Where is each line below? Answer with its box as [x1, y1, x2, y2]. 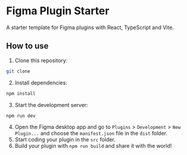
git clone [6, 68, 31, 74]
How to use [6, 41, 49, 51]
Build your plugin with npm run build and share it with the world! [14, 143, 172, 150]
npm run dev [6, 113, 36, 119]
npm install [6, 90, 36, 96]
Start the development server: [14, 101, 88, 108]
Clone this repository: [14, 56, 68, 64]
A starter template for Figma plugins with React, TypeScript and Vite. [6, 24, 174, 31]
